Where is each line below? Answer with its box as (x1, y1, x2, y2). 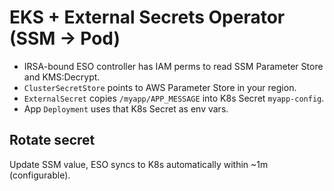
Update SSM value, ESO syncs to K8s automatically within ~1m (9, 158, 269, 170)
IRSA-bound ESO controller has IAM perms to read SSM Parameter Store (23, 60, 324, 72)
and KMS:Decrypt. (23, 71, 101, 83)
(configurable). (9, 169, 71, 181)
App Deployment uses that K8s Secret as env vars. (23, 102, 229, 115)
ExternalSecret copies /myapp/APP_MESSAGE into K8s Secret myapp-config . (23, 92, 325, 104)
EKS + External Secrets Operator (9, 6, 286, 29)
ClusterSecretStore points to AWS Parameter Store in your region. (23, 81, 297, 93)
